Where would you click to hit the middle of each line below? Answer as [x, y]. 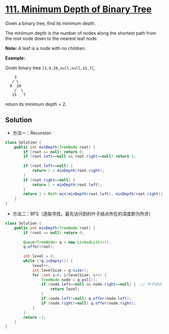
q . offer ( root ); [39, 247]
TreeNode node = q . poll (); [69, 280]
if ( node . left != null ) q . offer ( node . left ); [86, 299]
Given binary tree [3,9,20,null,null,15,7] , [50, 68]
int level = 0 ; [39, 256]
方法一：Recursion [32, 133]
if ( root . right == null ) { [49, 180]
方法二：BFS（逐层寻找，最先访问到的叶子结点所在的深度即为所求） [83, 214]
